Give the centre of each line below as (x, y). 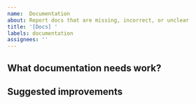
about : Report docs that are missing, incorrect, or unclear (98, 20)
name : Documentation (39, 14)
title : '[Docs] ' (33, 27)
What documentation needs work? (84, 68)
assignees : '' (28, 40)
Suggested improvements (65, 91)
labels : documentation (40, 33)
